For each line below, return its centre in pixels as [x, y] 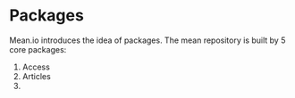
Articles [36, 76]
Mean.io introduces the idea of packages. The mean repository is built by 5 [147, 40]
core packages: [38, 49]
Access [36, 67]
